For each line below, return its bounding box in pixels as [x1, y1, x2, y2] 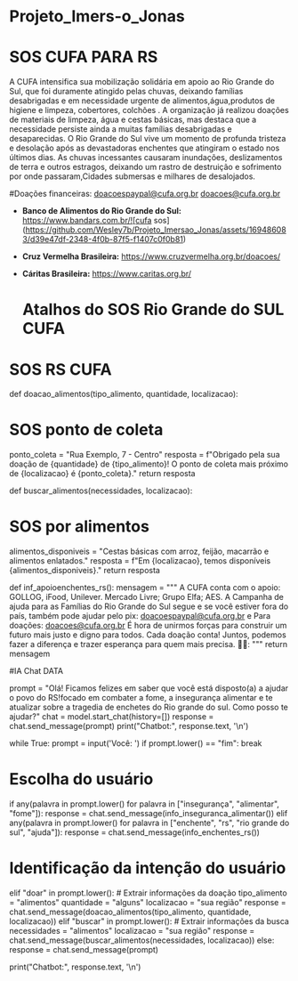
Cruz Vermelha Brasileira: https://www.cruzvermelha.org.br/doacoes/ [21, 251, 281, 262]
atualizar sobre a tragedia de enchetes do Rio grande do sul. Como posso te [9, 701, 289, 713]
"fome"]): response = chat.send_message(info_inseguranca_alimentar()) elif [9, 808, 288, 819]
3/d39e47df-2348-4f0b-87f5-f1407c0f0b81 [21, 234, 184, 245]
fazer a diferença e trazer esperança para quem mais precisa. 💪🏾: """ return [9, 639, 287, 650]
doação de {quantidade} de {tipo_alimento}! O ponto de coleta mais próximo [9, 458, 289, 469]
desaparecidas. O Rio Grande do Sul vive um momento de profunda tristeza [9, 134, 286, 144]
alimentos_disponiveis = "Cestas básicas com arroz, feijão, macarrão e [9, 546, 270, 557]
